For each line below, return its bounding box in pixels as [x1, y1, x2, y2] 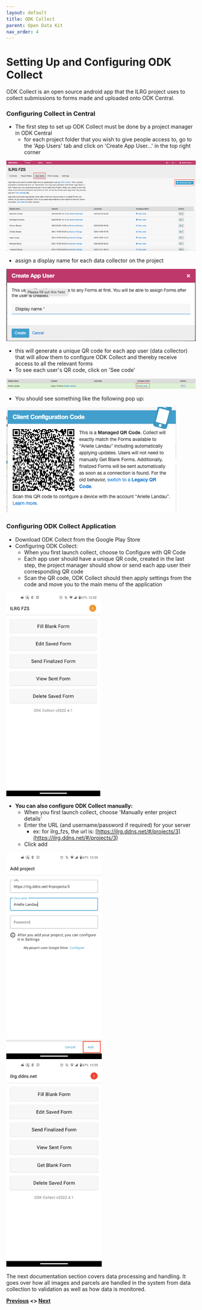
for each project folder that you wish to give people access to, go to [23, 136, 192, 143]
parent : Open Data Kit [6, 22, 63, 28]
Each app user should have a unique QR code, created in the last [23, 555, 185, 562]
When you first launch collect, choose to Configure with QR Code [23, 548, 186, 556]
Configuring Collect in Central [6, 110, 96, 118]
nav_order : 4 [6, 29, 39, 35]
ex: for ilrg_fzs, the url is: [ [32, 827, 98, 835]
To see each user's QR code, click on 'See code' [14, 366, 136, 374]
